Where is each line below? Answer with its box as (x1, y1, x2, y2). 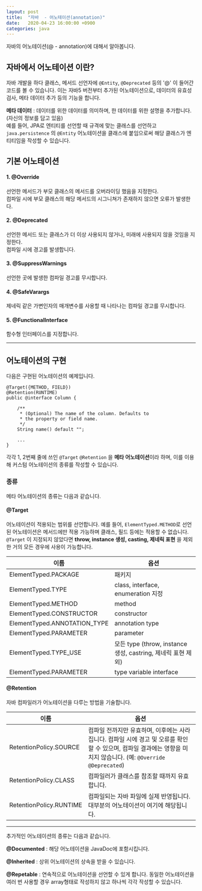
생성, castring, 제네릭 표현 (114, 648, 185, 657)
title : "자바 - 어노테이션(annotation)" (6, 14, 105, 20)
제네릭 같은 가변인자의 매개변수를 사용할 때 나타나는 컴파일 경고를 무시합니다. (6, 302, 186, 309)
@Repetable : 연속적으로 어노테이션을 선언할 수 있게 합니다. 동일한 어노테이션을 (6, 871, 195, 878)
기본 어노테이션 (6, 156, 60, 166)
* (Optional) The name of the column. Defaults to (19, 411, 149, 417)
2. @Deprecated (6, 217, 48, 224)
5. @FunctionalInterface (6, 316, 68, 323)
